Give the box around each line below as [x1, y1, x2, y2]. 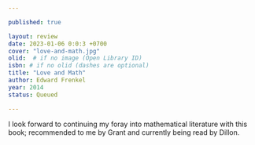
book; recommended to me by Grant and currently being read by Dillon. [8, 127, 240, 137]
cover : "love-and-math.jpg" [8, 47, 101, 55]
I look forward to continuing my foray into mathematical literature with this [8, 119, 248, 129]
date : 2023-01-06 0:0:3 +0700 [8, 40, 108, 48]
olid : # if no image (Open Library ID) [8, 54, 143, 63]
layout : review [8, 32, 58, 40]
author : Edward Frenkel [8, 76, 87, 84]
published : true [8, 18, 61, 26]
